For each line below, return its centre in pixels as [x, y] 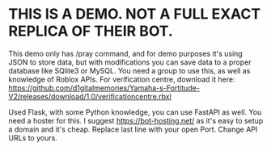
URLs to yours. [33, 137]
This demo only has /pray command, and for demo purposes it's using [125, 53]
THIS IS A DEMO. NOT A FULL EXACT [135, 14]
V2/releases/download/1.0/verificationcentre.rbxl [90, 96]
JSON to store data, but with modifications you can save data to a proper [130, 62]
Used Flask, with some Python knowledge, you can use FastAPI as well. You [135, 112]
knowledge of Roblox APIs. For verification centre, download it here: [122, 79]
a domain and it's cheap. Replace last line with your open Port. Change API [133, 129]
